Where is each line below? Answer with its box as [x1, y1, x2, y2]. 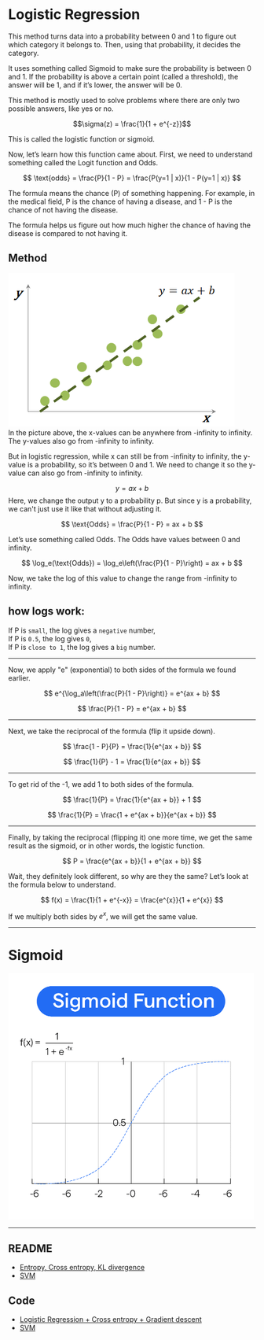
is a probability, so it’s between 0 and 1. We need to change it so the [27, 460, 247, 469]
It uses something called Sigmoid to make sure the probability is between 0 [8, 63, 251, 72]
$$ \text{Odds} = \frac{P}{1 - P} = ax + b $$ [60, 519, 203, 529]
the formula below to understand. [8, 880, 116, 889]
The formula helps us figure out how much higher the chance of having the [8, 220, 251, 230]
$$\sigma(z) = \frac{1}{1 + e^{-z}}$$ [72, 119, 192, 128]
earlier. [8, 673, 31, 682]
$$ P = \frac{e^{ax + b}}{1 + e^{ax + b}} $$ [62, 856, 202, 866]
